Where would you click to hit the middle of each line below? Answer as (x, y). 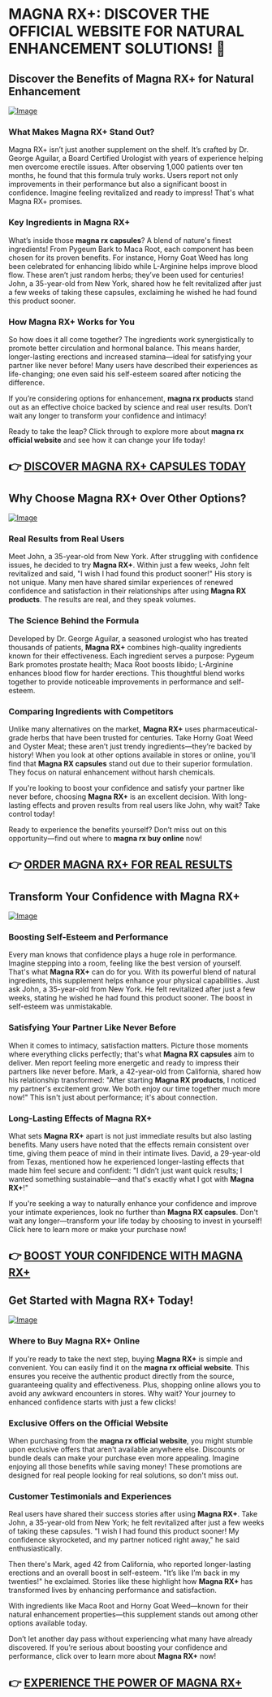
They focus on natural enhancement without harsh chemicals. (112, 772)
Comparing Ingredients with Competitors (91, 711)
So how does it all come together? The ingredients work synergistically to (131, 339)
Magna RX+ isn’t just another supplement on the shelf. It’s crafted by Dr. (129, 150)
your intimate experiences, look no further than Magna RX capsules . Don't (133, 1213)
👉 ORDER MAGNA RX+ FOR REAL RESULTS (121, 865)
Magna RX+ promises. (45, 202)
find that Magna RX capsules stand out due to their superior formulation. (131, 763)
